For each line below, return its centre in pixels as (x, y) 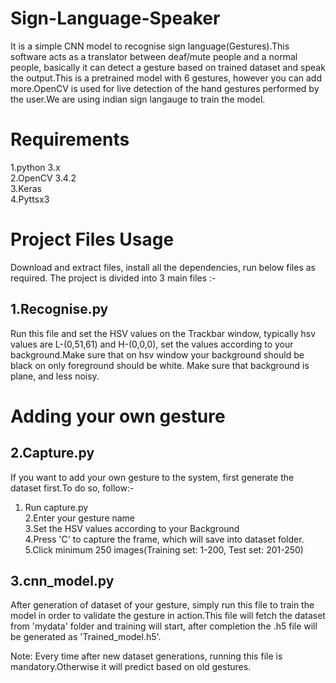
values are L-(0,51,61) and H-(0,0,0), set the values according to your (152, 344)
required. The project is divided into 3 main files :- (113, 278)
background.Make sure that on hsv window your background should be (157, 354)
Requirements (70, 139)
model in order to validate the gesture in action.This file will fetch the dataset (168, 616)
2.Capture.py (52, 453)
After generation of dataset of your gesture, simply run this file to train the (162, 605)
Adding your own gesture (118, 416)
